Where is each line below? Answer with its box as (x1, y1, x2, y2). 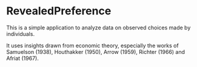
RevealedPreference (6, 4, 112, 18)
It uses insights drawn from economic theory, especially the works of (6, 42, 179, 49)
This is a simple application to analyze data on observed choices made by (6, 24, 191, 31)
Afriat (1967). (6, 54, 39, 62)
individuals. (6, 30, 35, 37)
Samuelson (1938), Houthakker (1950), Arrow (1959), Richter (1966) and (6, 48, 185, 55)
